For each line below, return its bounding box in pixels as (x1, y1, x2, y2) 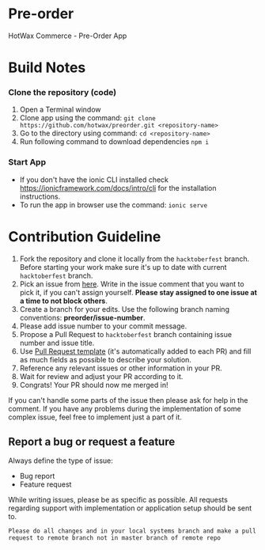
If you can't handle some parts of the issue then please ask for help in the (8, 395, 248, 404)
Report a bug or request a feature (8, 435, 176, 449)
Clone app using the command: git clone (19, 113, 156, 123)
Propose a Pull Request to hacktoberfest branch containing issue (19, 329, 232, 339)
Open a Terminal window (19, 104, 101, 115)
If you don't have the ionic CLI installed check (19, 175, 168, 184)
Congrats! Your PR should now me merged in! (19, 380, 168, 389)
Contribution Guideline (8, 227, 161, 245)
